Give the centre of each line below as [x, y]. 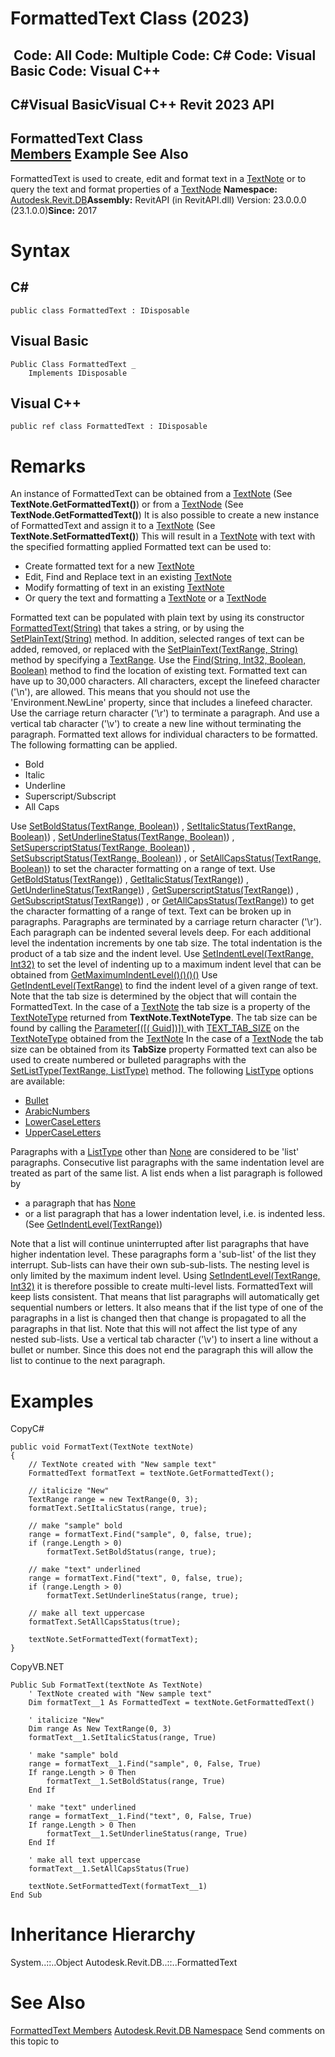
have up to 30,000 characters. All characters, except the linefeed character [165, 681]
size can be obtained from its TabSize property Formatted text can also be [164, 1049]
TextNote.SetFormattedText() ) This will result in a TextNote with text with [163, 536]
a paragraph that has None [80, 1203]
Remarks [48, 466]
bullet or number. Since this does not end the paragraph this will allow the [162, 1350]
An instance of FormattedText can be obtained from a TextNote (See [151, 494]
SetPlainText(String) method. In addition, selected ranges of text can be [157, 639]
